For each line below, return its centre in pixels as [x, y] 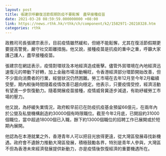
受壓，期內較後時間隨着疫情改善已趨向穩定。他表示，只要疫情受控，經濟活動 [83, 84]
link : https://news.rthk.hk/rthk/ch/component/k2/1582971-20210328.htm [80, 24]
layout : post [19, 10]
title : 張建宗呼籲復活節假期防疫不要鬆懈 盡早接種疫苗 [55, 14]
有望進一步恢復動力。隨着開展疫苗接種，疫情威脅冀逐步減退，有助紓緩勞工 [81, 91]
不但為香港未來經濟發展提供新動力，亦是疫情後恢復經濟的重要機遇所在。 [79, 149]
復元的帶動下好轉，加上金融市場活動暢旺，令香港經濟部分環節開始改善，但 [85, 72]
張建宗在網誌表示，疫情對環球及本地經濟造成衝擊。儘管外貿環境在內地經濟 [81, 66]
